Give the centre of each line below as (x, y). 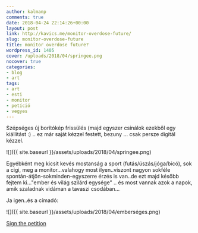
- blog (14, 73)
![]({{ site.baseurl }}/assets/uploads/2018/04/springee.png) (79, 152)
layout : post (22, 28)
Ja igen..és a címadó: (32, 200)
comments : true (25, 17)
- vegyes (17, 111)
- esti (14, 95)
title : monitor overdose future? (48, 45)
